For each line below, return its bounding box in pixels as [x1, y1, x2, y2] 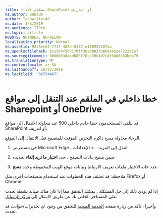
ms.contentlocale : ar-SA [5, 62, 56, 67]
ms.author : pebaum [5, 12, 43, 17]
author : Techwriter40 [5, 16, 50, 21]
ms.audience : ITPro [5, 26, 46, 31]
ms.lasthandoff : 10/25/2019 [5, 67, 63, 72]
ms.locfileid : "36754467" [5, 72, 58, 77]
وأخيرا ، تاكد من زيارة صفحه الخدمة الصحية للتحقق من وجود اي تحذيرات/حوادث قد [5, 203, 156, 209]
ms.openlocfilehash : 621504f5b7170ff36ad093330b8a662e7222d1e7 [5, 49, 139, 54]
